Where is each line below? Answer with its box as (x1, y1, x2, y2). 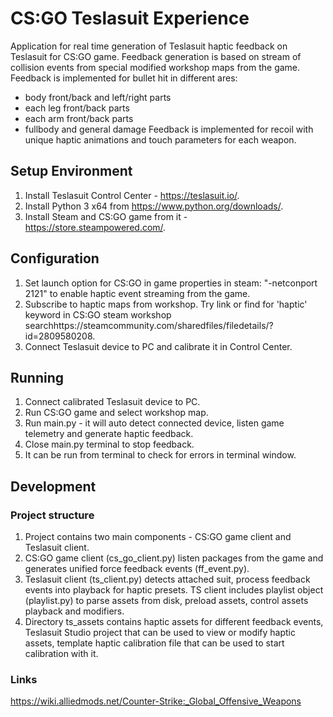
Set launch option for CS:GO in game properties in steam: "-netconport (24, 277, 318, 289)
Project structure (10, 508, 95, 522)
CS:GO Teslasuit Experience (10, 7, 250, 30)
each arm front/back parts (24, 112, 134, 124)
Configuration (10, 250, 100, 267)
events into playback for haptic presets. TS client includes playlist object (24, 584, 324, 596)
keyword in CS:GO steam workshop (24, 308, 172, 321)
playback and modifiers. (24, 605, 125, 617)
